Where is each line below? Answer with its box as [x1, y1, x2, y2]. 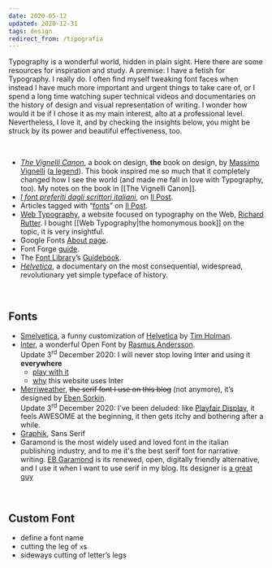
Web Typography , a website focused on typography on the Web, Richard [19, 209, 264, 220]
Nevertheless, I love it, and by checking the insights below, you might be [8, 117, 250, 127]
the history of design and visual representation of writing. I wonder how [8, 100, 248, 110]
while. [19, 420, 41, 430]
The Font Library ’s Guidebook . [19, 253, 122, 263]
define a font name [19, 533, 84, 543]
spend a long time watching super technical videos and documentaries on [8, 91, 257, 102]
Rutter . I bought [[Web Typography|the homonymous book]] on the [19, 218, 245, 228]
